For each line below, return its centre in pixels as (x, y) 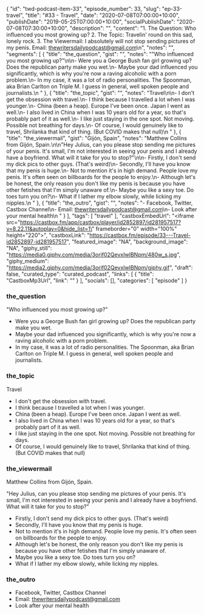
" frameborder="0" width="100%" (134, 229)
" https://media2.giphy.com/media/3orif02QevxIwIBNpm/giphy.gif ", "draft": (100, 268)
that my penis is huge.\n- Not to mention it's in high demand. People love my (102, 170)
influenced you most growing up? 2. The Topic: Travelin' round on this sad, (100, 35)
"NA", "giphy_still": (29, 248)
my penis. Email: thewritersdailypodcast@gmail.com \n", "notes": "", (90, 47)
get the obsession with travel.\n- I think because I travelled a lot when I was (101, 99)
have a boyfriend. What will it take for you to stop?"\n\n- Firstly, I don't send (101, 157)
